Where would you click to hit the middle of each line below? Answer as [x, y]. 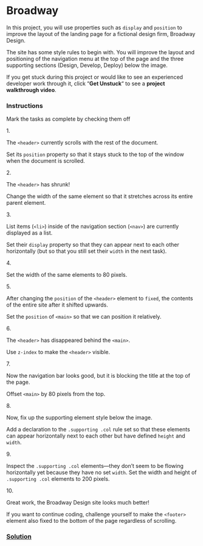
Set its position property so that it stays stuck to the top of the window [95, 154]
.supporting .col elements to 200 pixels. [58, 479]
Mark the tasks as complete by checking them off [68, 119]
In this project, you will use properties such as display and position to [94, 27]
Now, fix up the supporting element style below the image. [79, 417]
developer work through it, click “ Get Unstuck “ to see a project [86, 83]
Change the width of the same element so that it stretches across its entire [100, 196]
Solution [19, 537]
